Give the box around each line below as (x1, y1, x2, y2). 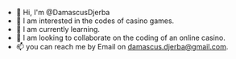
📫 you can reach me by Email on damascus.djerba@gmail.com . (15, 42, 229, 51)
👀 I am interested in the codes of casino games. (15, 16, 175, 26)
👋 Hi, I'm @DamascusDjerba (15, 8, 110, 17)
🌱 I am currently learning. (15, 25, 101, 33)
